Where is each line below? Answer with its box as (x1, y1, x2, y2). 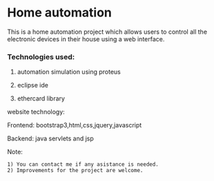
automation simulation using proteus (17, 67, 121, 76)
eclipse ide (17, 81, 48, 89)
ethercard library (17, 94, 66, 103)
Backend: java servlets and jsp (7, 134, 95, 142)
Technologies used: (7, 52, 75, 61)
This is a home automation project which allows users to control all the (7, 28, 208, 36)
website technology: (7, 108, 66, 116)
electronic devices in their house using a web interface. (7, 34, 165, 43)
